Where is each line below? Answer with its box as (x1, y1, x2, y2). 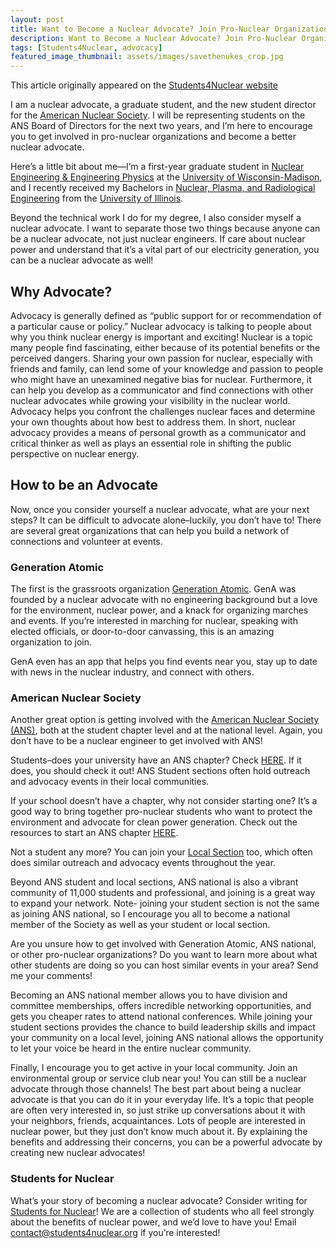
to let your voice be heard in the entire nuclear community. (10, 1042, 252, 1055)
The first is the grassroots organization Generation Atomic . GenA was (10, 583, 297, 595)
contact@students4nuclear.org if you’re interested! (10, 1226, 221, 1238)
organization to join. (10, 636, 92, 648)
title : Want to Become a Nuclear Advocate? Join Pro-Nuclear (10, 24, 271, 34)
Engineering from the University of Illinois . (10, 192, 184, 205)
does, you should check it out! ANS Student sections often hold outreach (10, 765, 311, 777)
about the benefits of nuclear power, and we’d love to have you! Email (10, 1216, 297, 1228)
